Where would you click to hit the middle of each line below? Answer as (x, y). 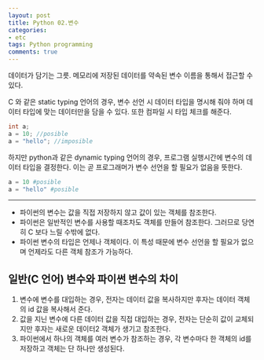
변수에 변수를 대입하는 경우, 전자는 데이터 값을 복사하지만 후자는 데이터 (127, 299)
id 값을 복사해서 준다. (60, 309)
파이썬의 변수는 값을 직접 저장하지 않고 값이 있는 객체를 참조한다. (118, 212)
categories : (27, 30)
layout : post (29, 15)
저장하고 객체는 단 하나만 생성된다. (72, 349)
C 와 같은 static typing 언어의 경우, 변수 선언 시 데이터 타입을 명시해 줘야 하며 (126, 102)
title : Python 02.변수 (44, 23)
